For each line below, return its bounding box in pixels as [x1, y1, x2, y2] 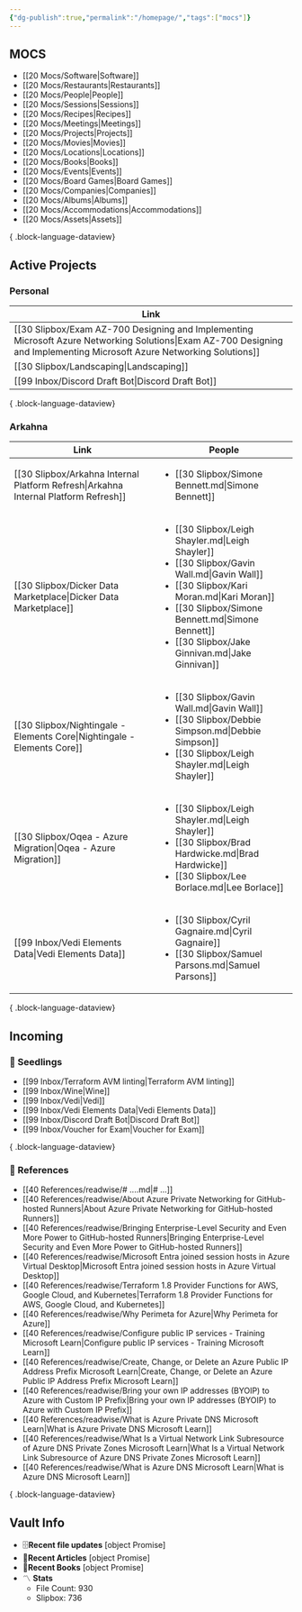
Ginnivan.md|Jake [174, 647, 252, 660]
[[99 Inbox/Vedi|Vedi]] [22, 1096, 105, 1107]
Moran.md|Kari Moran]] [174, 591, 276, 604]
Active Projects [9, 258, 97, 273]
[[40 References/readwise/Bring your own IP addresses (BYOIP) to [22, 1385, 270, 1397]
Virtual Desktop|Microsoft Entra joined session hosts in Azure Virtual [22, 1261, 276, 1271]
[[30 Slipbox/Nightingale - [13, 719, 127, 732]
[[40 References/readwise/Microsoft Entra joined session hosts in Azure [22, 1252, 290, 1262]
